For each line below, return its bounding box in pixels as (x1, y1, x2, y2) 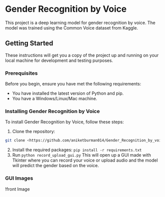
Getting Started (5, 39, 54, 48)
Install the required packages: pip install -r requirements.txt (12, 147, 142, 153)
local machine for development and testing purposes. (5, 57, 113, 63)
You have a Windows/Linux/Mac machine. (12, 96, 97, 102)
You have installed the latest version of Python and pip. (12, 90, 124, 96)
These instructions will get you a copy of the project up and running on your (5, 52, 159, 58)
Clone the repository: (12, 129, 55, 135)
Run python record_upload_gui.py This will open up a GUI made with (12, 152, 151, 158)
